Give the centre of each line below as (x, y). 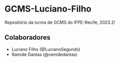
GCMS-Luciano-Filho (48, 9)
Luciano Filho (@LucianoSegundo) (46, 49)
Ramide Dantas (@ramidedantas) (45, 54)
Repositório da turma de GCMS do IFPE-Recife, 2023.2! (60, 22)
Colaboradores (28, 38)
